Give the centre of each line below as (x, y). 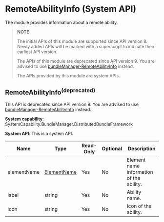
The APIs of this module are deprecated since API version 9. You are (86, 61)
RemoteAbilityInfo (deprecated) (50, 92)
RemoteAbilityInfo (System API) (71, 9)
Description (142, 148)
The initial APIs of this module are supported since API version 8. (82, 41)
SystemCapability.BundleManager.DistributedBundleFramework (69, 124)
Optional (112, 148)
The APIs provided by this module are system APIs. (69, 75)
